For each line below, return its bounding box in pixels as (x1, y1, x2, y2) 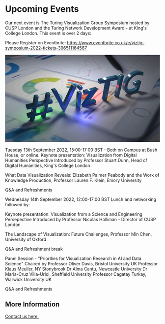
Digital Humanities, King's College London (5, 162, 90, 168)
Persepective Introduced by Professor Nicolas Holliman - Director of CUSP (5, 216, 156, 222)
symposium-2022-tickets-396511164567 (5, 45, 87, 51)
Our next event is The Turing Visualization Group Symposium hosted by (5, 20, 150, 26)
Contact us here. (5, 313, 39, 319)
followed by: (5, 201, 30, 207)
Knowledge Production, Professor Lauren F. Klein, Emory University (5, 177, 142, 183)
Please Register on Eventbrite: (5, 39, 66, 45)
